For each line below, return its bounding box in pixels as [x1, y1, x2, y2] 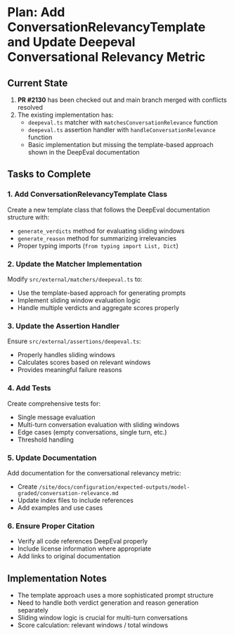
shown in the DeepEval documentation [27, 148, 141, 156]
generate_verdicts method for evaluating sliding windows [17, 226, 185, 235]
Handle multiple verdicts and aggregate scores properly [17, 303, 179, 312]
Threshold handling [17, 435, 74, 444]
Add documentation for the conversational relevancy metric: [7, 468, 181, 477]
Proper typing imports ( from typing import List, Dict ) [17, 241, 179, 250]
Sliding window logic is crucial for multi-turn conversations [17, 613, 188, 622]
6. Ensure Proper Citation [7, 521, 95, 531]
